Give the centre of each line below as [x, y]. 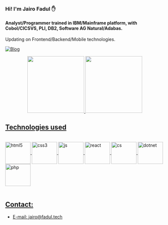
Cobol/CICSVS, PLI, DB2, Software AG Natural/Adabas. [64, 28]
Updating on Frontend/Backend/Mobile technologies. [60, 39]
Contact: [19, 205]
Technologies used [36, 127]
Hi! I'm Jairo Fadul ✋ [31, 9]
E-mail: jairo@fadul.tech [38, 216]
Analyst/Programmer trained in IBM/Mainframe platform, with [71, 23]
